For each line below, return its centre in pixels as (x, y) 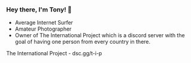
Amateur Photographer (43, 29)
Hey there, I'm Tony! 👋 (39, 10)
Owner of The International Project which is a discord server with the (100, 35)
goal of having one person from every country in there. (83, 42)
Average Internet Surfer (44, 23)
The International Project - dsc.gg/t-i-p (54, 53)
